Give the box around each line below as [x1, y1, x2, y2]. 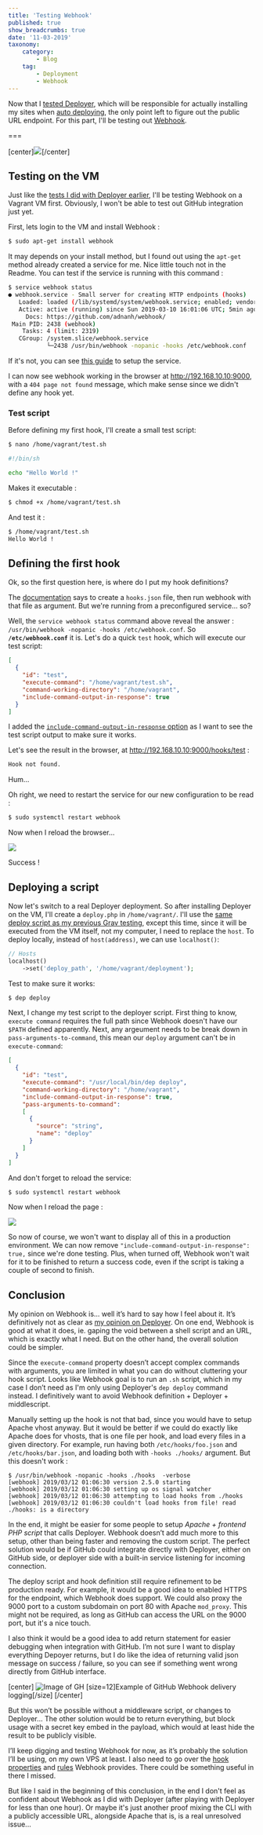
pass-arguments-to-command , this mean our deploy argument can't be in [8, 1033, 236, 1043]
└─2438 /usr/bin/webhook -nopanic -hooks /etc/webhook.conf [46, 342, 247, 350]
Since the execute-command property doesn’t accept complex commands [8, 1358, 240, 1367]
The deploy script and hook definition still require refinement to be [8, 1577, 222, 1586]
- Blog [36, 56, 58, 64]
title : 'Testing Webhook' [8, 11, 92, 20]
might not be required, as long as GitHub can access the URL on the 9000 [8, 1610, 247, 1620]
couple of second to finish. [8, 1266, 95, 1275]
